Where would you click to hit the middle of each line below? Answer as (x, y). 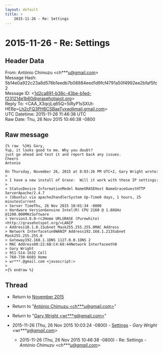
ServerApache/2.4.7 (25, 193)
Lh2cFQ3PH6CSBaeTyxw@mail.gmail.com (62, 109)
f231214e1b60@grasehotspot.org (38, 99)
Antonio (13, 163)
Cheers (12, 159)
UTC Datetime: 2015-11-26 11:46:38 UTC (46, 114)
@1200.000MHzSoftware (27, 215)
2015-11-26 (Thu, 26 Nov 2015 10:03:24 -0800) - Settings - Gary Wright (85, 325)
